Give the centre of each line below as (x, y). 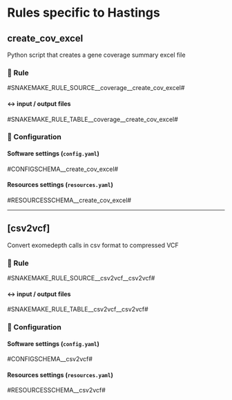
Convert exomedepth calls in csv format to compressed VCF (93, 245)
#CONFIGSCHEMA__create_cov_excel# (63, 169)
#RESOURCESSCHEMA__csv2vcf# (56, 390)
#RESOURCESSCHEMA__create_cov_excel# (69, 200)
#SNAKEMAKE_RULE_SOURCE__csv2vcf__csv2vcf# (81, 278)
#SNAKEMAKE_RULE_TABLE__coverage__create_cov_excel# (93, 119)
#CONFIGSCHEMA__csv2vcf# (50, 359)
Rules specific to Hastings (84, 13)
